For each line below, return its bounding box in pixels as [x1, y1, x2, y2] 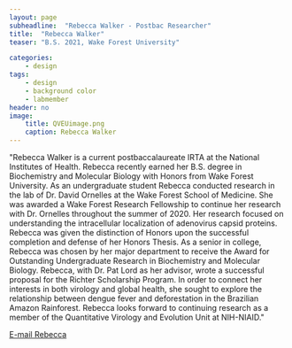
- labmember [25, 95, 69, 104]
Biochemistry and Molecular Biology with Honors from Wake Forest [9, 171, 254, 182]
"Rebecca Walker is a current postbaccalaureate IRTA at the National [9, 152, 260, 162]
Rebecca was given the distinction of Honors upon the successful [9, 228, 250, 237]
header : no [9, 103, 50, 112]
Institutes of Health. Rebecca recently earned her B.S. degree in [9, 161, 242, 172]
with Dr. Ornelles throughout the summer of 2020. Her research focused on [9, 209, 284, 219]
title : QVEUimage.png [25, 120, 104, 128]
